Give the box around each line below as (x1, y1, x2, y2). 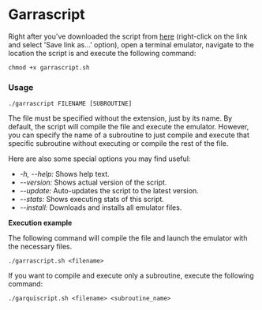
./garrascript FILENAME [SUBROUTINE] (8, 100, 133, 108)
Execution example (8, 218, 73, 228)
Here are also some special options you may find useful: (8, 154, 191, 163)
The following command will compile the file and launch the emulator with (8, 233, 248, 243)
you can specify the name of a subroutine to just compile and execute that (8, 130, 250, 140)
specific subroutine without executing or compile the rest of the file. (8, 139, 229, 148)
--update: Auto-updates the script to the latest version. (19, 186, 199, 196)
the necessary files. (8, 242, 73, 252)
